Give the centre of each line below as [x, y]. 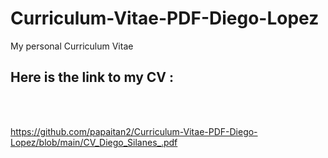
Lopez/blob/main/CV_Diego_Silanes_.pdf [94, 142]
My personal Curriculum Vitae [72, 46]
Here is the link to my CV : [92, 77]
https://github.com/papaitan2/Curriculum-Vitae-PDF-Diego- [134, 131]
